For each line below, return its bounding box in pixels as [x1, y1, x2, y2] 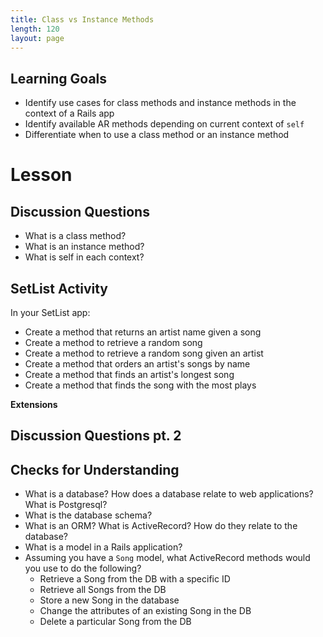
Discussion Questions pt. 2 [10, 427, 182, 445]
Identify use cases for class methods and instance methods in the [24, 97, 297, 109]
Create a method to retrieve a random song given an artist [24, 347, 264, 359]
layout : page [10, 33, 65, 43]
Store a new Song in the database [39, 594, 180, 606]
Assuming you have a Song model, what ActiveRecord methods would [24, 552, 311, 564]
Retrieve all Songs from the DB [39, 584, 167, 596]
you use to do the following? [24, 562, 142, 575]
